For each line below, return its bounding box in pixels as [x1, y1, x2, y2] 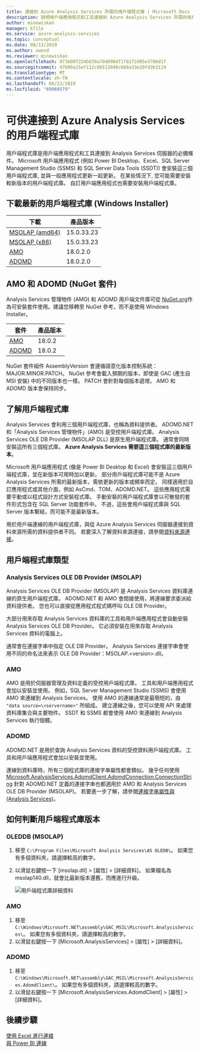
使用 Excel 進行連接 [6, 1032, 54, 1039]
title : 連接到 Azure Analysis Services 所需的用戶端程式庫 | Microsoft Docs [6, 8, 190, 15]
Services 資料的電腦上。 [6, 629, 66, 637]
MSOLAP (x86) [9, 238, 52, 246]
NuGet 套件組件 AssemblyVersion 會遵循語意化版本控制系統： [6, 362, 158, 370]
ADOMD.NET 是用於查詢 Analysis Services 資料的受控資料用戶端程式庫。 [6, 746, 185, 753]
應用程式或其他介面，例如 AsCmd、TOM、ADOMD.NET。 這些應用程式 [11, 486, 186, 493]
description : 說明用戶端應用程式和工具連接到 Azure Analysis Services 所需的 [6, 14, 187, 20]
